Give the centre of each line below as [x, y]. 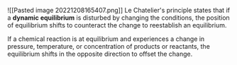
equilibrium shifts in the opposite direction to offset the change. [100, 54]
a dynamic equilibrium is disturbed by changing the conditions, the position [119, 18]
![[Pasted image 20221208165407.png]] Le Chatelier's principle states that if [119, 10]
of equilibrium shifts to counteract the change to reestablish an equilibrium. [117, 25]
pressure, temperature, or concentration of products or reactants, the [109, 46]
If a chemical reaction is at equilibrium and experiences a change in [106, 39]
